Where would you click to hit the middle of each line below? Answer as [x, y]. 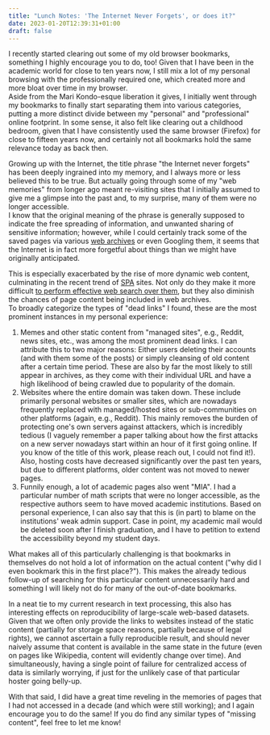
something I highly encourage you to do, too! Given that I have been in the [131, 62]
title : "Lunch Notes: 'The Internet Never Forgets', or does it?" [122, 16]
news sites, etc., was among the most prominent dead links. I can [129, 341]
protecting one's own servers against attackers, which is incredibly [131, 427]
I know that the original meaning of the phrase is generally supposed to [127, 216]
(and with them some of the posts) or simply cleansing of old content [135, 358]
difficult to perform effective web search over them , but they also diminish [131, 291]
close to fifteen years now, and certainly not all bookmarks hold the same [130, 140]
